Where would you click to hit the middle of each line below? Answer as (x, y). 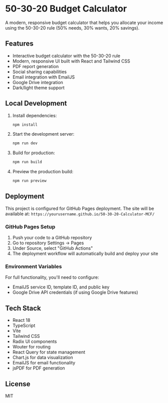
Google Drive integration (38, 82)
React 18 (21, 320)
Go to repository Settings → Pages (48, 243)
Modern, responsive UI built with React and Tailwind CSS (71, 61)
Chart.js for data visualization (43, 357)
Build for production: (34, 153)
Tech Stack (23, 308)
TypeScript (24, 325)
